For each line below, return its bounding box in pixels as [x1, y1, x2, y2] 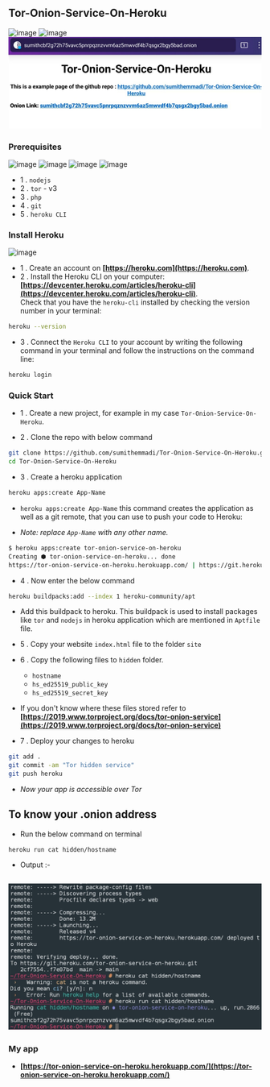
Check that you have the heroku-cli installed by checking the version [19, 297, 251, 307]
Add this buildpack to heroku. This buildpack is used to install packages [19, 607, 258, 616]
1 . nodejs [19, 175, 51, 185]
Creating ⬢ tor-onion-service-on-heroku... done [8, 552, 176, 561]
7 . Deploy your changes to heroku [19, 736, 135, 746]
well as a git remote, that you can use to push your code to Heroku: [19, 512, 243, 521]
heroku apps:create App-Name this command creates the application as [19, 503, 254, 512]
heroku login [8, 371, 52, 380]
